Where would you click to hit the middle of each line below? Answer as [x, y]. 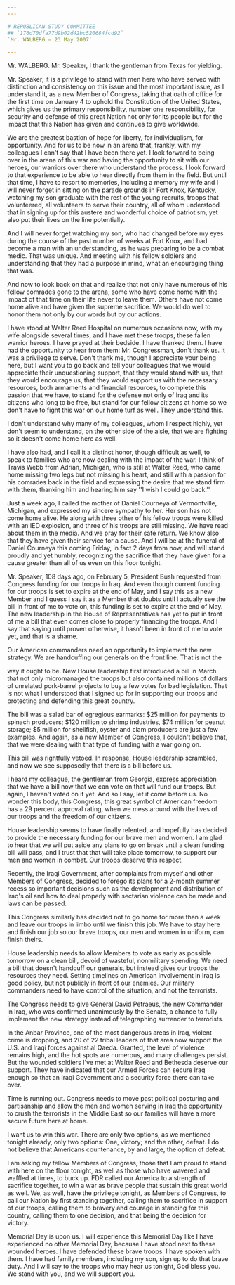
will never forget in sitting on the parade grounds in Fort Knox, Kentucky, [112, 190]
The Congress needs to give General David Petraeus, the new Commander [115, 1004]
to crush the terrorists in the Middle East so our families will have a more [112, 1113]
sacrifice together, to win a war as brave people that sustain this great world [117, 1186]
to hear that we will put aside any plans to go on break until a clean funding [116, 845]
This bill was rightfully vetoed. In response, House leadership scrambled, [113, 758]
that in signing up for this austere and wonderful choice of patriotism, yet [113, 212]
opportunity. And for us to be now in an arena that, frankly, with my [104, 146]
